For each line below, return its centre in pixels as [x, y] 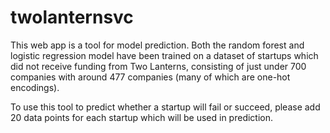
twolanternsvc [72, 17]
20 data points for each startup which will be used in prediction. [142, 117]
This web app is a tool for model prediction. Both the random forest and [157, 45]
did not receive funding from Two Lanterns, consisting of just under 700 [158, 66]
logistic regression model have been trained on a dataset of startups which [164, 55]
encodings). [35, 87]
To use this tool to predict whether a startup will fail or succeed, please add [165, 107]
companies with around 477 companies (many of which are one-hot [150, 77]
